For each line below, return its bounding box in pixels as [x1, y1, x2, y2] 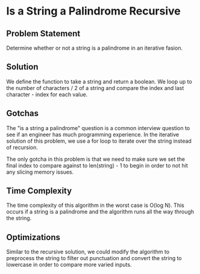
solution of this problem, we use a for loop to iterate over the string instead [6, 137, 192, 145]
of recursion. [6, 143, 38, 151]
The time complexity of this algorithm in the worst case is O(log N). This [6, 201, 185, 209]
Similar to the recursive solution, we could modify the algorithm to [6, 248, 170, 255]
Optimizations [6, 232, 60, 243]
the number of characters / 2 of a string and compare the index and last [6, 84, 184, 91]
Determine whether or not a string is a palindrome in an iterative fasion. [6, 44, 183, 51]
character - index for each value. [6, 91, 88, 98]
